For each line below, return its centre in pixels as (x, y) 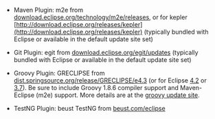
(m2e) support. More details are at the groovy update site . (118, 95)
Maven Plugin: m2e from (48, 10)
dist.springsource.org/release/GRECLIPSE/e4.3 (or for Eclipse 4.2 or (110, 80)
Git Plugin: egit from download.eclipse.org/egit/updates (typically (106, 52)
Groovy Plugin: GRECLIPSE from (59, 73)
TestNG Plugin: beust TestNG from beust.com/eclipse (90, 108)
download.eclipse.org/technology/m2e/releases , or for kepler (100, 17)
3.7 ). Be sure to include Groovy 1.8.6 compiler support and (96, 88)
